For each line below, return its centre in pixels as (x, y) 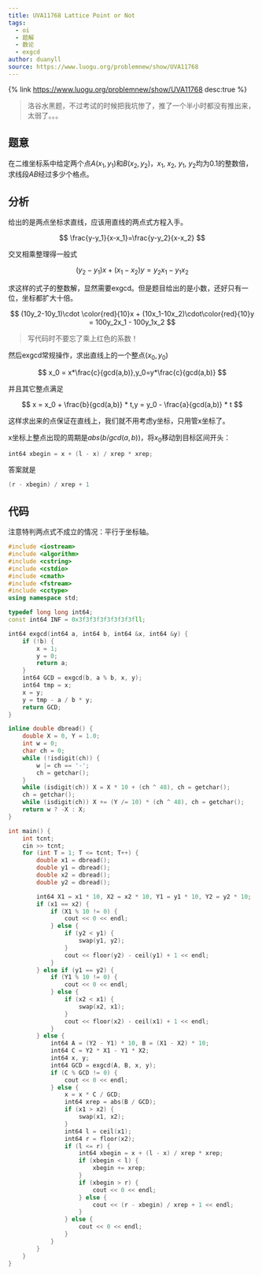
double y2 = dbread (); (74, 882)
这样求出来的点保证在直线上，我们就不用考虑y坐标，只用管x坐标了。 (119, 421)
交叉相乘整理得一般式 (42, 254)
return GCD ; (42, 707)
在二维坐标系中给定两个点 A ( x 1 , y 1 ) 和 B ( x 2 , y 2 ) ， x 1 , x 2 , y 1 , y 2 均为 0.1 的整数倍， (131, 164)
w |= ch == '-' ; (63, 765)
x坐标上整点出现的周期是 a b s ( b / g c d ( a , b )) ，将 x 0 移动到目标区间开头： (120, 438)
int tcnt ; (39, 838)
